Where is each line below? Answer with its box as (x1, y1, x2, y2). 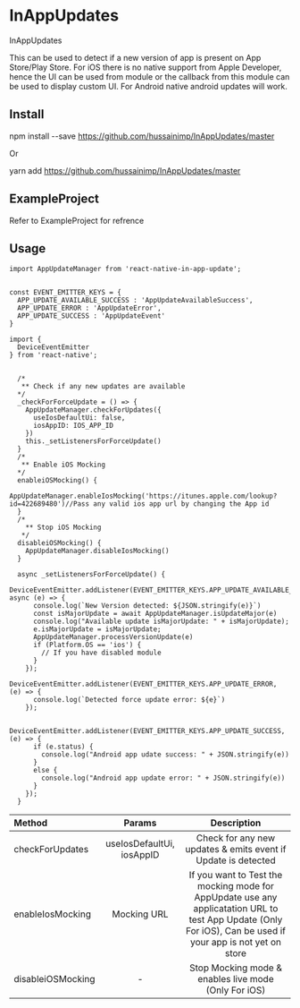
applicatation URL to (193, 902, 279, 915)
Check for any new (196, 832, 276, 844)
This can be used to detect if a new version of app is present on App (9, 52, 262, 63)
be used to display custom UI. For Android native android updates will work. (9, 81, 287, 91)
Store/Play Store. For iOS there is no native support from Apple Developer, (9, 62, 282, 73)
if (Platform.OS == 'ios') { (32, 641, 142, 650)
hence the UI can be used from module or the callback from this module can (9, 71, 290, 81)
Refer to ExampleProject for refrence (9, 215, 145, 226)
